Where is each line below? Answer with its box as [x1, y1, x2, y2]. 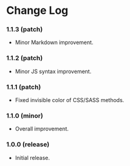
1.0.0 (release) [6, 140, 50, 148]
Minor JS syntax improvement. [15, 68, 92, 75]
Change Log [6, 4, 68, 18]
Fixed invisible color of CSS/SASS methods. [15, 97, 125, 104]
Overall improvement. [15, 125, 69, 133]
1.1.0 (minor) [6, 112, 44, 120]
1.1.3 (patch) [6, 25, 43, 34]
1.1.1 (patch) [6, 83, 41, 91]
